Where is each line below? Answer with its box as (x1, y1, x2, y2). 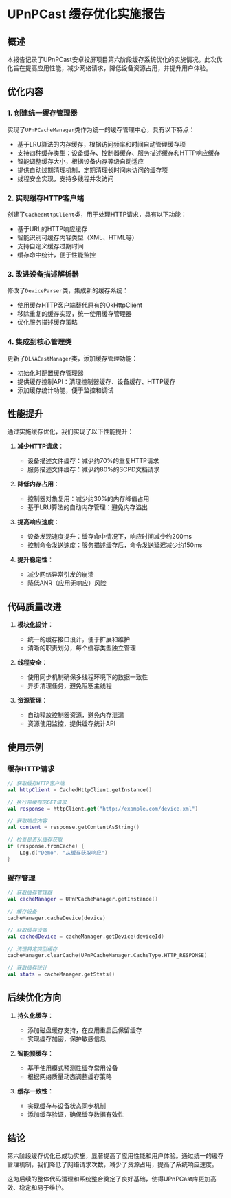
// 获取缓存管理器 (7, 889, 53, 896)
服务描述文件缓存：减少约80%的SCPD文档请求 (27, 465, 160, 473)
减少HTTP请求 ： (16, 442, 65, 451)
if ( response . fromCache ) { (7, 843, 85, 850)
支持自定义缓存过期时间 (16, 242, 84, 250)
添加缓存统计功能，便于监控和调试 (16, 386, 114, 394)
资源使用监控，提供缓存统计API (27, 720, 115, 728)
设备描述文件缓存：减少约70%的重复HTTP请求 (27, 457, 159, 465)
